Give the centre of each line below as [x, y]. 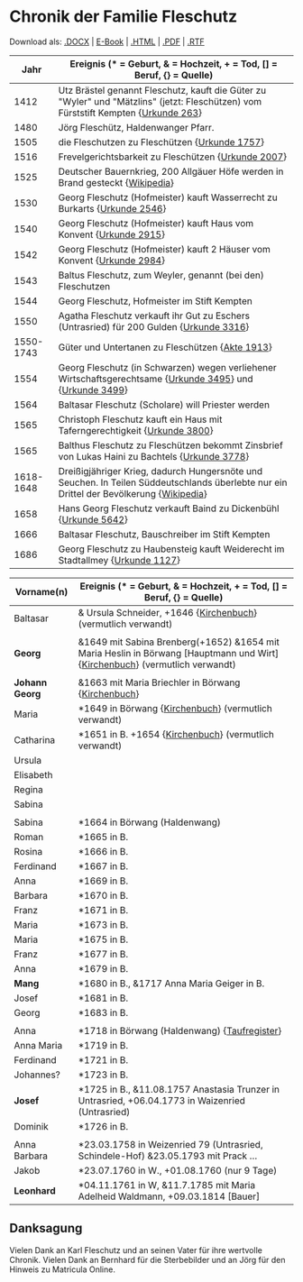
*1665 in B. [103, 837]
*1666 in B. [103, 851]
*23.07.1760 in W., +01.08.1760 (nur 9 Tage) [178, 1170]
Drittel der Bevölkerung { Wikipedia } [133, 493]
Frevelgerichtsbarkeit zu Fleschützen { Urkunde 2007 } [173, 157]
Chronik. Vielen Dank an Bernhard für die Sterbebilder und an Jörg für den [147, 1259]
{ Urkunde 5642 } [93, 519]
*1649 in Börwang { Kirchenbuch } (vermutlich [175, 708]
